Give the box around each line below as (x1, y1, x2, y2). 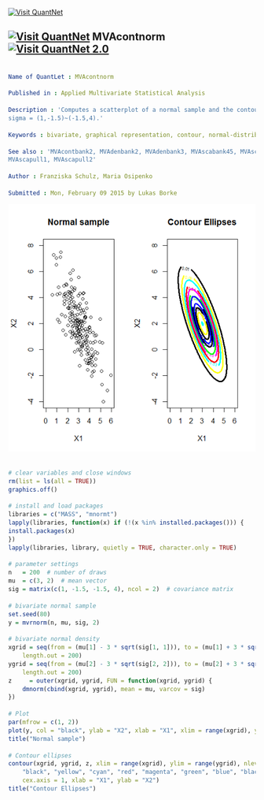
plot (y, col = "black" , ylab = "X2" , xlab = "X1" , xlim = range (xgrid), (8, 726, 251, 735)
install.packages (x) (8, 527, 76, 535)
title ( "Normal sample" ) (8, 735, 86, 742)
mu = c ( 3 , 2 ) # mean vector (8, 577, 108, 585)
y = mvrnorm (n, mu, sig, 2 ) (8, 619, 101, 627)
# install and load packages (8, 502, 104, 510)
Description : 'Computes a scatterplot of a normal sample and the (8, 106, 234, 114)
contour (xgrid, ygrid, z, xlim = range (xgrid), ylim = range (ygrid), (8, 760, 241, 768)
